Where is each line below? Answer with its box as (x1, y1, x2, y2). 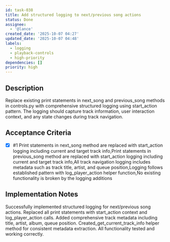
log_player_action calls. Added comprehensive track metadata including (5, 214, 158, 220)
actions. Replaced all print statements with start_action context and (5, 209, 147, 215)
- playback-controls (10, 50, 54, 55)
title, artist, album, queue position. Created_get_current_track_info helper (5, 220, 160, 226)
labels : (5, 41, 22, 46)
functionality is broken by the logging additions (12, 175, 112, 181)
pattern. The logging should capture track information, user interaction (5, 108, 155, 114)
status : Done (5, 17, 33, 22)
